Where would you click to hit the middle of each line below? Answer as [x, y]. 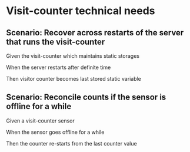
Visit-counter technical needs [81, 11]
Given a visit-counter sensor [41, 120]
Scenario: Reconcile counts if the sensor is [86, 98]
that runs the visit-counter [56, 42]
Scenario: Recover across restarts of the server [95, 33]
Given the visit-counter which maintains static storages [73, 56]
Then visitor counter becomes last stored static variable [74, 79]
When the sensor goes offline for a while [55, 132]
